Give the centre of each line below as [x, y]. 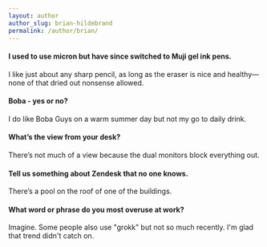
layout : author [34, 16]
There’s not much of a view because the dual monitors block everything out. [134, 155]
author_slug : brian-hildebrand [61, 23]
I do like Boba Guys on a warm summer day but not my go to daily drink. [127, 119]
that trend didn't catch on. [51, 236]
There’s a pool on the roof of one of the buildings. [90, 191]
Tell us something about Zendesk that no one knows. [98, 173]
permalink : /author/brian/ [53, 30]
